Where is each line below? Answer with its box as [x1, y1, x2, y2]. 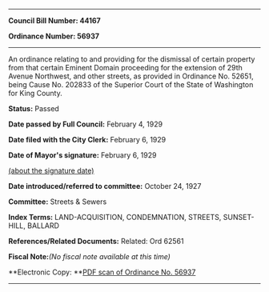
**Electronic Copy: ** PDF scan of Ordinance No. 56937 [8, 267, 196, 277]
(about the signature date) [8, 166, 94, 175]
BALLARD [26, 221, 60, 230]
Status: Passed [8, 104, 60, 113]
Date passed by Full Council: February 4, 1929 [8, 119, 163, 129]
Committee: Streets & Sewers [8, 197, 107, 206]
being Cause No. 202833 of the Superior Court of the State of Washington [8, 80, 254, 89]
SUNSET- [223, 213, 255, 222]
